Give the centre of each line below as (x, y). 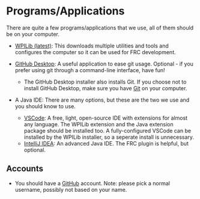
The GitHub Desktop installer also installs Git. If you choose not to (105, 82)
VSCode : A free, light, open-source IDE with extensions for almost (106, 118)
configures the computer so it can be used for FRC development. (95, 52)
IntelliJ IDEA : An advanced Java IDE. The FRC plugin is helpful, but (106, 143)
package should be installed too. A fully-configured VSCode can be (107, 130)
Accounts (25, 169)
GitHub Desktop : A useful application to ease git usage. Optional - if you (104, 64)
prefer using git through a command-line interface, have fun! (90, 70)
